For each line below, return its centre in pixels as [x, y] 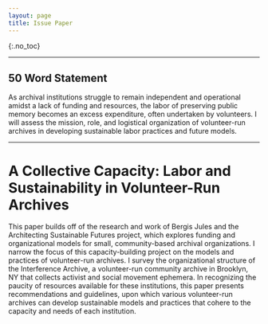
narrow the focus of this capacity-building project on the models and [121, 252]
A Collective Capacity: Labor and [120, 171]
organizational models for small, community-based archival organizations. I [132, 244]
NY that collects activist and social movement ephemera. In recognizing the [132, 277]
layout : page [30, 16]
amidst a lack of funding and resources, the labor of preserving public [123, 106]
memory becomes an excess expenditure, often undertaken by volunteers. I [132, 114]
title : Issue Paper [41, 23]
